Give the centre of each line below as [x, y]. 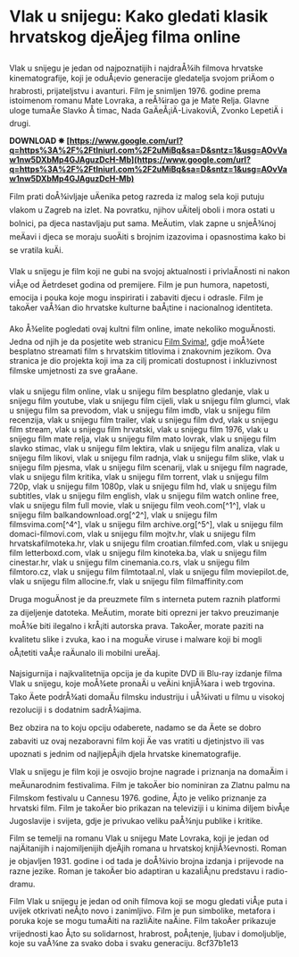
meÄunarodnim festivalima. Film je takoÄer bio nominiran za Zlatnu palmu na [150, 785]
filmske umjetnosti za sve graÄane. [74, 370]
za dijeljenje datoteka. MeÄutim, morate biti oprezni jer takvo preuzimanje [144, 612]
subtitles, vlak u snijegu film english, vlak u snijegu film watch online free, [144, 495]
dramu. [22, 884]
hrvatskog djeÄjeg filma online [125, 37]
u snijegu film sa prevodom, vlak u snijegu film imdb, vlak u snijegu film [140, 410]
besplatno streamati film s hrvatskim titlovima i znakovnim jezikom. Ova [140, 351]
